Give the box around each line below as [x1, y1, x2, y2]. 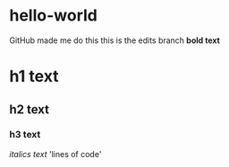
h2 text [9, 102, 50, 117]
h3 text [9, 129, 41, 141]
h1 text [9, 66, 60, 87]
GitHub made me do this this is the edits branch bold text [9, 35, 221, 46]
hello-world [9, 5, 98, 26]
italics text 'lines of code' [9, 148, 102, 159]
